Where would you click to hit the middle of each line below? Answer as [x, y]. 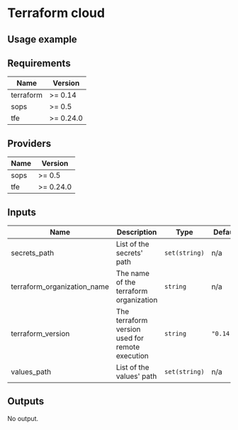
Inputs [22, 212]
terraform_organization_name [60, 287]
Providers [29, 143]
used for [130, 338]
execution [132, 356]
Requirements [39, 63]
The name [133, 273]
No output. [23, 418]
